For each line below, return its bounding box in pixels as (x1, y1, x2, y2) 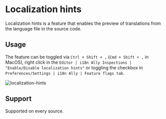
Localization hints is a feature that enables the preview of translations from (5, 20, 161, 26)
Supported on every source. (5, 108, 64, 114)
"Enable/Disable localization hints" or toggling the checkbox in (5, 64, 143, 70)
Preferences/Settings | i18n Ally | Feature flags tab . (5, 70, 125, 76)
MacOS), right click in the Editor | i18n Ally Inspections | (5, 59, 132, 65)
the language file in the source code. (5, 25, 82, 31)
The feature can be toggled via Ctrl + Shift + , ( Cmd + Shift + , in (5, 54, 149, 60)
